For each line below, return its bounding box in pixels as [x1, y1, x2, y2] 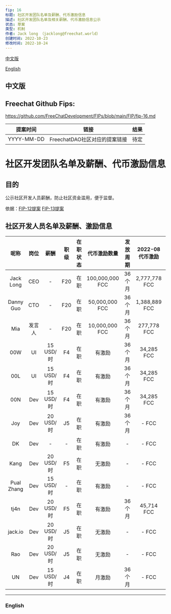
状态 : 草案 [5, 21, 25, 27]
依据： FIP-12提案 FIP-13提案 [5, 205, 65, 211]
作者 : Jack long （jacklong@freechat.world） [5, 31, 101, 36]
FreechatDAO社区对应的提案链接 [49, 136, 127, 143]
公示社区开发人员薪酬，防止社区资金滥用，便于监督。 [5, 195, 117, 201]
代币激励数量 [87, 250, 119, 257]
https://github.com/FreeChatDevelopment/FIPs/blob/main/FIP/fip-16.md [5, 113, 156, 119]
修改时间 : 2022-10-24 [5, 41, 48, 46]
